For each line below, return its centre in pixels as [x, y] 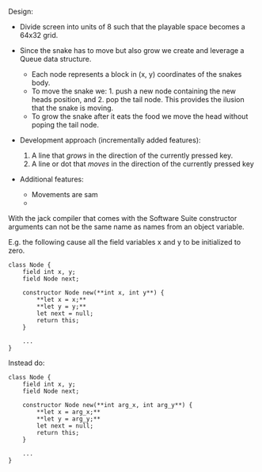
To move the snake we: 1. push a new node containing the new [133, 91]
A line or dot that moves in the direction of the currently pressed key [143, 164]
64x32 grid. [39, 35]
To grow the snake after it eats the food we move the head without [140, 116]
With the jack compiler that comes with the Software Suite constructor [123, 218]
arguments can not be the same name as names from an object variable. [126, 226]
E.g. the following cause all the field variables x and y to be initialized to [125, 242]
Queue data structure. [55, 59]
